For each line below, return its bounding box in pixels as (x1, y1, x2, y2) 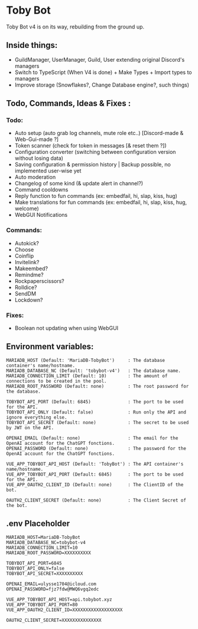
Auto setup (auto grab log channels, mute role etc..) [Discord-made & (14, 130, 184, 137)
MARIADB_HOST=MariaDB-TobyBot (6, 534, 81, 540)
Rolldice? (14, 284, 37, 291)
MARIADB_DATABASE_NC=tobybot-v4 (6, 540, 86, 545)
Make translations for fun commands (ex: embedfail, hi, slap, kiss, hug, (14, 199, 187, 206)
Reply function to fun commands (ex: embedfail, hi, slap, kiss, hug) (14, 192, 177, 200)
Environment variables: (6, 342, 94, 352)
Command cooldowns (14, 186, 69, 193)
